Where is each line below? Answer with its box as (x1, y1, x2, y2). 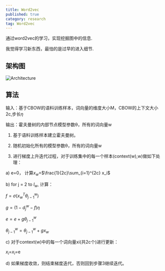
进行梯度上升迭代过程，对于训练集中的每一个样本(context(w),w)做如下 (12, 153, 156, 159)
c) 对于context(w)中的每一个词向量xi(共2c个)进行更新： (5, 239, 118, 245)
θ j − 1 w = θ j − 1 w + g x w (5, 226, 49, 235)
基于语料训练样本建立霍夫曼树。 (12, 132, 78, 138)
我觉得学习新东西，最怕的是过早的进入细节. (5, 46, 94, 52)
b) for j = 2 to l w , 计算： (5, 181, 54, 188)
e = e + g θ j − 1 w (5, 215, 37, 223)
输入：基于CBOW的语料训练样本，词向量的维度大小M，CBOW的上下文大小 (5, 105, 159, 110)
